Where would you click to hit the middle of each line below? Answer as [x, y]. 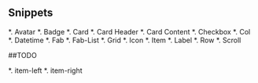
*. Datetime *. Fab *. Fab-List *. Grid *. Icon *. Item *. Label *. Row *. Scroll [125, 40]
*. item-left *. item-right [45, 70]
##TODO [22, 55]
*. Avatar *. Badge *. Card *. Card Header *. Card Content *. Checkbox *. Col [129, 31]
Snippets [31, 13]
